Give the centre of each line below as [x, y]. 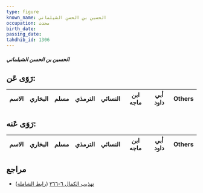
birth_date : [21, 29]
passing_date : [24, 34]
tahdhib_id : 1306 [28, 40]
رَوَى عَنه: [21, 123]
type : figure [23, 12]
